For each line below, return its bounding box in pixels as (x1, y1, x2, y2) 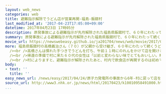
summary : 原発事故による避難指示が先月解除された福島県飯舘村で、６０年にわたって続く (5, 35, 161, 40)
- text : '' (5, 67, 28, 72)
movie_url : (5, 39, 28, 44)
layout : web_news (5, 7, 41, 12)
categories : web (5, 12, 39, 17)
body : (5, 62, 16, 67)
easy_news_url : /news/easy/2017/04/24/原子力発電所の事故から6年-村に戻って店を (5, 76, 162, 81)
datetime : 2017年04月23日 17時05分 (5, 26, 75, 31)
